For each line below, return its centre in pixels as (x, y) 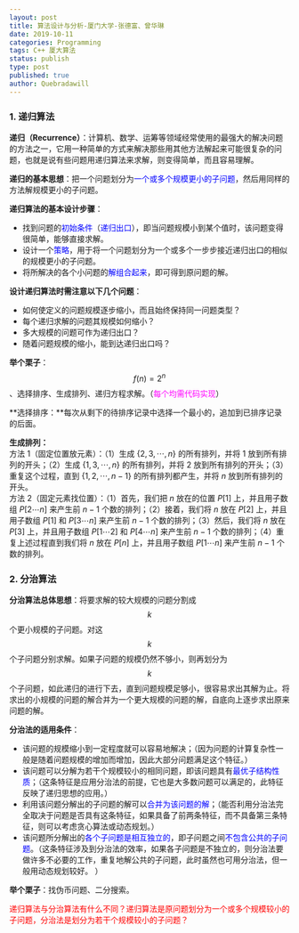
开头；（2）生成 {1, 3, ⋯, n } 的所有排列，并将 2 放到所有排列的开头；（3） (156, 465)
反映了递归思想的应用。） (67, 792)
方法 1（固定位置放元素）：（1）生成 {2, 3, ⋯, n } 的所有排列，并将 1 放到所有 (144, 453)
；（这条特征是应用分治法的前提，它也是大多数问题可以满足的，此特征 (157, 782)
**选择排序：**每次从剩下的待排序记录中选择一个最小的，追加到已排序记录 (146, 412)
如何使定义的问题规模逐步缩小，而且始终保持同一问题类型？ (131, 310)
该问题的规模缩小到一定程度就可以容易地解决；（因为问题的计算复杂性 (149, 748)
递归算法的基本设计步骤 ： (56, 208)
